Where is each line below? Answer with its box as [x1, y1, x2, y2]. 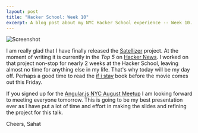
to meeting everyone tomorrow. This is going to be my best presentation [6, 96, 183, 103]
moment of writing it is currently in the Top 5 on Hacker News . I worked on [6, 54, 189, 61]
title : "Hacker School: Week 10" [6, 14, 89, 20]
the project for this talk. [6, 109, 64, 116]
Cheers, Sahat [6, 121, 42, 128]
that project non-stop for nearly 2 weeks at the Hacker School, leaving [6, 60, 179, 67]
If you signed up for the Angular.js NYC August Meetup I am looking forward [6, 90, 193, 98]
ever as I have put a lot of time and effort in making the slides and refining [6, 103, 187, 110]
